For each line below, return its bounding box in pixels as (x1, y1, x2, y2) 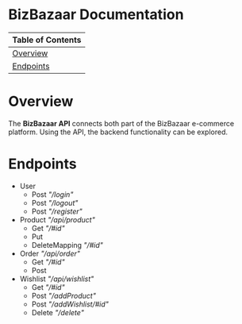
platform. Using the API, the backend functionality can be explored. (8, 127, 229, 137)
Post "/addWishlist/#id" (31, 299, 109, 309)
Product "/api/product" (19, 214, 95, 224)
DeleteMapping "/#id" (31, 240, 103, 249)
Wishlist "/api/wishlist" (19, 274, 94, 283)
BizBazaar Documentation (8, 6, 184, 24)
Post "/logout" (31, 198, 79, 207)
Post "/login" (31, 189, 74, 199)
